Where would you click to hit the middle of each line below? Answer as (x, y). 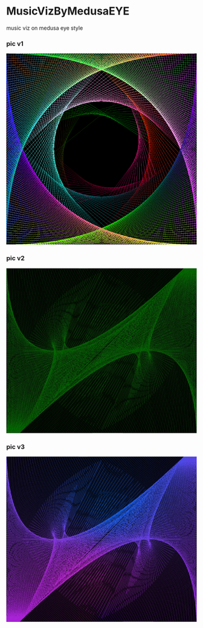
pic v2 (16, 258)
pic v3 (16, 447)
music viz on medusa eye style (45, 28)
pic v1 (15, 44)
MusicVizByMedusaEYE (68, 11)
